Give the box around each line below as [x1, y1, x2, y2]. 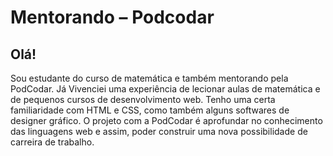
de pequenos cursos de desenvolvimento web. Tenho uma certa [10, 94, 276, 105]
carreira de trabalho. [10, 136, 95, 148]
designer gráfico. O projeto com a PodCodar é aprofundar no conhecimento [10, 115, 323, 126]
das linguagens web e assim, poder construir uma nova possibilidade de [10, 126, 308, 137]
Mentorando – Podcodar [10, 6, 215, 29]
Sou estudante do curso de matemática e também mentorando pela [10, 72, 289, 84]
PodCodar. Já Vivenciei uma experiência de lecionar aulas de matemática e [10, 83, 321, 95]
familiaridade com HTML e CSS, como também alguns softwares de [10, 104, 290, 116]
